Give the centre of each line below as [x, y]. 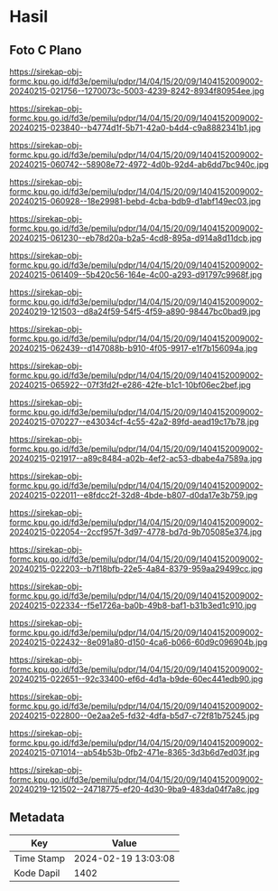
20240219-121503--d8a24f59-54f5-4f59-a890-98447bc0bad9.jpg [135, 311]
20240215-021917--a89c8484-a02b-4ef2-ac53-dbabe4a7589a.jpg [136, 458]
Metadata [37, 817]
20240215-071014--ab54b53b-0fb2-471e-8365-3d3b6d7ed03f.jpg [134, 752]
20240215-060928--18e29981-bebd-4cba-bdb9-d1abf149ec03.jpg [135, 201]
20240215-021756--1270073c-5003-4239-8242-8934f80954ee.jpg [137, 91]
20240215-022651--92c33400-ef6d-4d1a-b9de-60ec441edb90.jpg [136, 679]
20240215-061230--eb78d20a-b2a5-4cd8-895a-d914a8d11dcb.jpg [135, 238]
